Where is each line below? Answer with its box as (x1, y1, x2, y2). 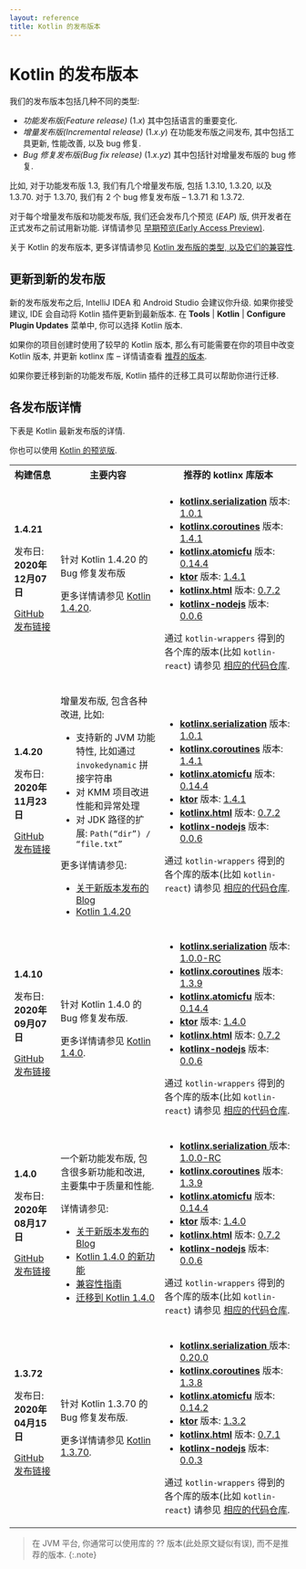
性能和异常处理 (76, 800, 140, 812)
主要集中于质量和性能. (60, 1179, 155, 1192)
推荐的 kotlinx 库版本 (183, 469, 273, 482)
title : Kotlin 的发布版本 (9, 22, 101, 31)
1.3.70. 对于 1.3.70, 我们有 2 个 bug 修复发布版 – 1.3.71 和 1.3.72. (9, 192, 245, 203)
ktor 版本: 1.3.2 (179, 1415, 247, 1428)
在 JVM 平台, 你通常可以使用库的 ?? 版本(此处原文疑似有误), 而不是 (31, 1538, 281, 1549)
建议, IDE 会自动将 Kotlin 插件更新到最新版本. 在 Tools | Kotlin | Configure (9, 309, 286, 319)
